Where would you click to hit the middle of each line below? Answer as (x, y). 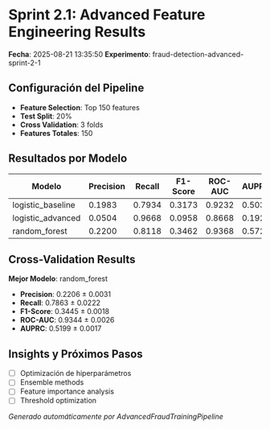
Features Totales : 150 (56, 133)
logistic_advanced (47, 217)
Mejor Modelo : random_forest (58, 278)
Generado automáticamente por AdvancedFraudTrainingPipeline (116, 417)
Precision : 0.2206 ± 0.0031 (65, 295)
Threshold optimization (58, 401)
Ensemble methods (52, 382)
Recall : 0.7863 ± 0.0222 (60, 303)
